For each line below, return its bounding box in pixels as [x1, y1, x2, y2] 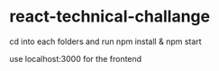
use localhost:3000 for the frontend [9, 53, 142, 64]
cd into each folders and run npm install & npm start [9, 36, 202, 47]
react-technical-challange [9, 6, 210, 27]
